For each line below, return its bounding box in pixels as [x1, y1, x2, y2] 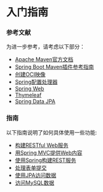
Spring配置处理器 [14, 79, 58, 86]
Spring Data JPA [14, 98, 56, 105]
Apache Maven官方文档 [14, 56, 74, 63]
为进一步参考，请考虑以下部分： [6, 43, 85, 50]
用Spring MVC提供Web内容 [14, 149, 83, 156]
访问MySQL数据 [14, 179, 54, 186]
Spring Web [14, 85, 44, 92]
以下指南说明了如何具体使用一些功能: [6, 128, 98, 136]
